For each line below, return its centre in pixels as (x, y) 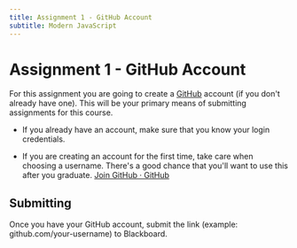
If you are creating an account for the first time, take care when (137, 157)
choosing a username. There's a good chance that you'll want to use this (155, 166)
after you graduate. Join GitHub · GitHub (96, 175)
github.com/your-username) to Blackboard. (89, 234)
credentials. (43, 139)
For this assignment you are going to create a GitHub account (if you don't (145, 94)
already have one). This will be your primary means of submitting (128, 104)
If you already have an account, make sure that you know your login (146, 130)
